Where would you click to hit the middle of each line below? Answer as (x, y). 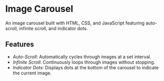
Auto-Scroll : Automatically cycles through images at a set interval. (82, 57)
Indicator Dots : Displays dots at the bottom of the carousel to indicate (86, 67)
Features (20, 45)
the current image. (32, 73)
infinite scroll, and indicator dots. (53, 28)
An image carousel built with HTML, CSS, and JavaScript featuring (75, 23)
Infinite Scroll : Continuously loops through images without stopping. (84, 62)
